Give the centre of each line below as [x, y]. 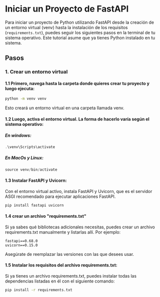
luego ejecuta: [20, 89]
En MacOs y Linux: [24, 158]
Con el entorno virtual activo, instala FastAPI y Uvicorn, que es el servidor [79, 191]
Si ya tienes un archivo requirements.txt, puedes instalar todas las [71, 276]
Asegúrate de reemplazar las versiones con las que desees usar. [70, 254]
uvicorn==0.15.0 [21, 245]
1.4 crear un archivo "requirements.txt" [46, 216]
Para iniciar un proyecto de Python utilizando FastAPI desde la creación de [80, 22]
